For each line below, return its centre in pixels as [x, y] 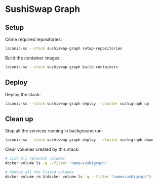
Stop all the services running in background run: [54, 131]
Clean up [19, 119]
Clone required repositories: [34, 39]
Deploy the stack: [23, 94]
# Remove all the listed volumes [39, 172]
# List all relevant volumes [35, 159]
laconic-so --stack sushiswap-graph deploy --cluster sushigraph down [79, 140]
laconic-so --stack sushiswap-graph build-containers [62, 67]
